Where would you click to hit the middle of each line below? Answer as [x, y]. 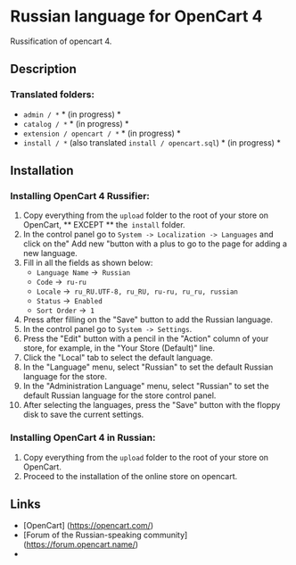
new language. [50, 253]
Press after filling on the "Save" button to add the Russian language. [148, 320]
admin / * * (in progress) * [72, 114]
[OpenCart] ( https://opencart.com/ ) [88, 526]
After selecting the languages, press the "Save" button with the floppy [152, 405]
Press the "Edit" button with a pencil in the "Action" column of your [146, 339]
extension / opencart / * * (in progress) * [102, 133]
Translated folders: [52, 95]
